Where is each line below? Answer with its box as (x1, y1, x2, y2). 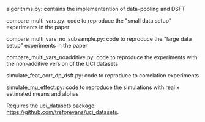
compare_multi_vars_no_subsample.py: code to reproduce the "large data (6, 35, 192, 42)
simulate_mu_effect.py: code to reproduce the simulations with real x (6, 84, 180, 91)
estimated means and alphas (6, 90, 79, 97)
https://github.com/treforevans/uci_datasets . (6, 109, 119, 115)
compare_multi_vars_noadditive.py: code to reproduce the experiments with (6, 54, 198, 60)
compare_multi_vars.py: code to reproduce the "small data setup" (6, 17, 172, 24)
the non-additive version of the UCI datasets (6, 60, 118, 67)
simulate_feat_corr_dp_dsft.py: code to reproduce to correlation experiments (6, 72, 199, 79)
